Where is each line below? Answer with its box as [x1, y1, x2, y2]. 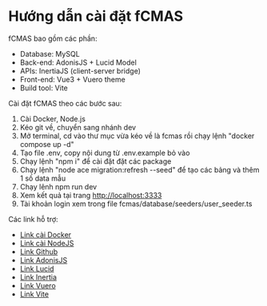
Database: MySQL [19, 49, 80, 58]
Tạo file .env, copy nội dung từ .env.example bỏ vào [19, 148, 190, 157]
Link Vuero [19, 280, 56, 290]
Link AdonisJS [19, 255, 68, 264]
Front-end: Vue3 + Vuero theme [19, 74, 126, 84]
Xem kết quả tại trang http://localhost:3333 [19, 190, 162, 200]
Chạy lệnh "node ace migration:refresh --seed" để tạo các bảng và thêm [19, 165, 260, 174]
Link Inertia [19, 272, 58, 282]
